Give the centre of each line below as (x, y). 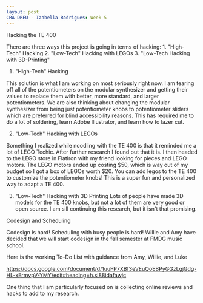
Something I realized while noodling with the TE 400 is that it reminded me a (101, 145)
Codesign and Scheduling (38, 220)
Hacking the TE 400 (31, 35)
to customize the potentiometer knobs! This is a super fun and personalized (101, 177)
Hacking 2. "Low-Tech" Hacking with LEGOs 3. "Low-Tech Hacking (106, 53)
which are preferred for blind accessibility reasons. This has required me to (100, 115)
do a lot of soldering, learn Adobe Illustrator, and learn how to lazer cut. (95, 121)
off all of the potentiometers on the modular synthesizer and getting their (97, 89)
